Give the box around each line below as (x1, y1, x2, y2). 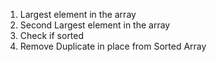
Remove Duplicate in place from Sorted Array (19, 40, 207, 52)
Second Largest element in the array (19, 19, 171, 31)
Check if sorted (19, 30, 85, 41)
